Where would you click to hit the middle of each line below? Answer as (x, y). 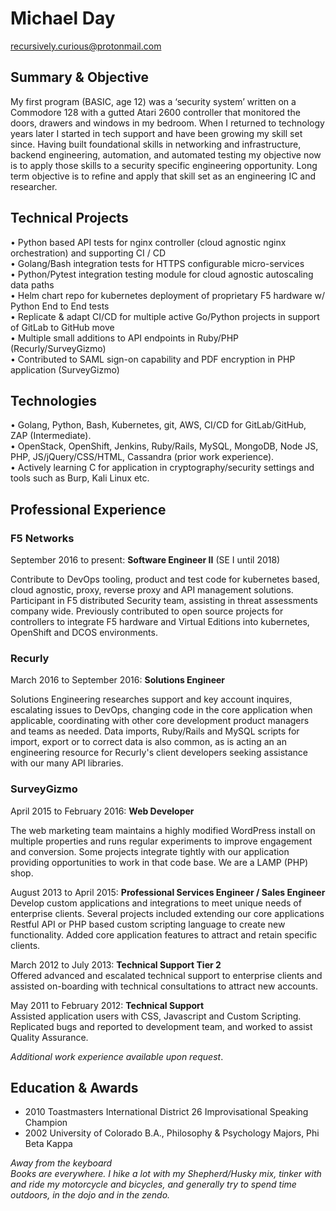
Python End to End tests (60, 306)
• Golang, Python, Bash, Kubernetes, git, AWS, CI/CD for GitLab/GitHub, (158, 425)
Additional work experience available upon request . (117, 1056)
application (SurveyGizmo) (65, 369)
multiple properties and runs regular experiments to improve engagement (161, 841)
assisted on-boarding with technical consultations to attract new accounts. (164, 986)
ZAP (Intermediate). (51, 436)
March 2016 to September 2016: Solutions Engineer (118, 680)
